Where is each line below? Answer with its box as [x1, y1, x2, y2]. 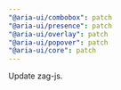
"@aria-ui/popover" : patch [8, 37, 109, 47]
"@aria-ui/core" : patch [8, 46, 97, 55]
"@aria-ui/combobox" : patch [8, 12, 113, 22]
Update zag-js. [8, 70, 63, 81]
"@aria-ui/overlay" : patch [8, 29, 109, 38]
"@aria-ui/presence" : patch [8, 21, 113, 30]
